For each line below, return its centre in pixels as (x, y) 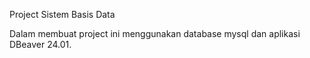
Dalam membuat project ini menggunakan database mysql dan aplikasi (155, 33)
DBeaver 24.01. (40, 44)
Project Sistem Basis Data (62, 14)
